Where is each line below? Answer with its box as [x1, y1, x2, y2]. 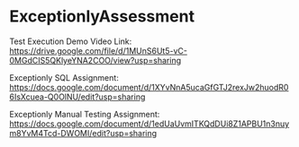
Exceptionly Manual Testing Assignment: [9, 108, 160, 119]
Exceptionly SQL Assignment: [9, 72, 119, 82]
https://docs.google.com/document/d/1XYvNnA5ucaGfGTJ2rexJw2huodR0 [9, 82, 289, 92]
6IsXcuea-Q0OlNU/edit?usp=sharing [9, 91, 146, 102]
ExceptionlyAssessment [9, 6, 195, 27]
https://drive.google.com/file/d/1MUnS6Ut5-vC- [9, 45, 187, 56]
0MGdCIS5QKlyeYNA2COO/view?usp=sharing [9, 55, 182, 65]
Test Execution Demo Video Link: [9, 36, 132, 47]
